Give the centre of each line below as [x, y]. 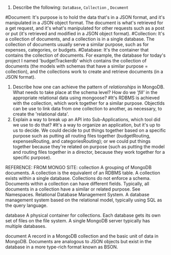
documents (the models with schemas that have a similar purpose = [77, 66]
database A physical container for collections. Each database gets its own [83, 215]
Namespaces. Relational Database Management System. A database [77, 194]
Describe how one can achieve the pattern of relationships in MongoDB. [89, 87]
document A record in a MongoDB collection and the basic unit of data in [82, 236]
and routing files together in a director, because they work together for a [89, 152]
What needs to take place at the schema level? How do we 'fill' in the [85, 92]
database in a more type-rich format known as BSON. [62, 247]
